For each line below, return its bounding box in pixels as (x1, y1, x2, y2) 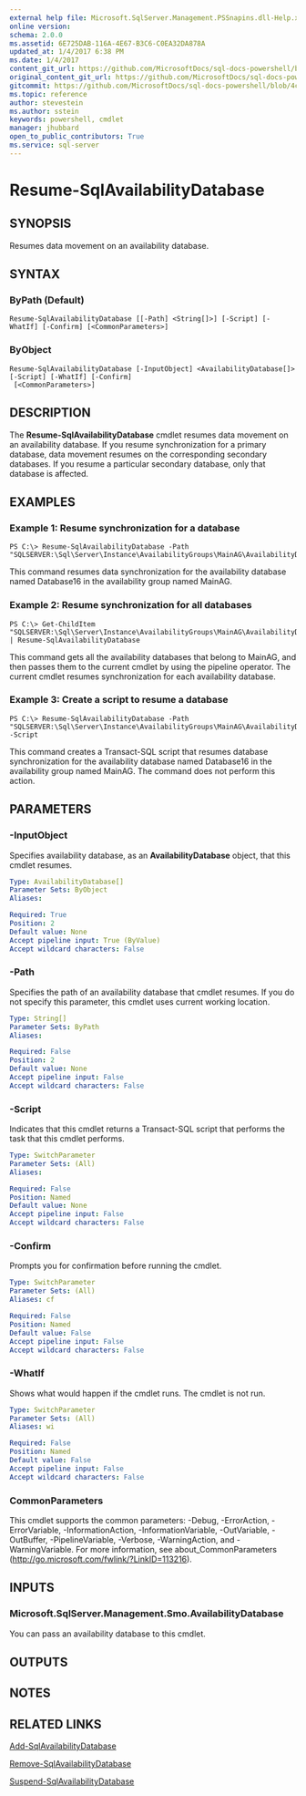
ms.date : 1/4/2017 (9, 56, 79, 65)
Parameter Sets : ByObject (9, 885, 107, 894)
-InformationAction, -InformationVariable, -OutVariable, (63, 1524, 270, 1535)
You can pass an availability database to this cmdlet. (9, 1628, 207, 1639)
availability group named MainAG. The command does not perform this (9, 765, 276, 776)
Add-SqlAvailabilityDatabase (9, 1740, 117, 1751)
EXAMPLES (9, 494, 76, 510)
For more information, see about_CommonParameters (76, 1544, 278, 1554)
